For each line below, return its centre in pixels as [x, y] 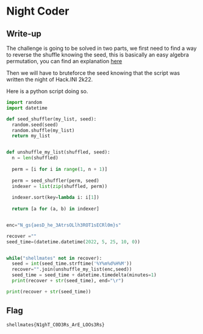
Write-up [24, 34]
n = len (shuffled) [35, 158]
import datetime [27, 108]
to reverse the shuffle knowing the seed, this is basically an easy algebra [98, 55]
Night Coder [38, 11]
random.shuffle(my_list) [43, 130]
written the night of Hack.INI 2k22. [50, 79]
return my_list [31, 136]
